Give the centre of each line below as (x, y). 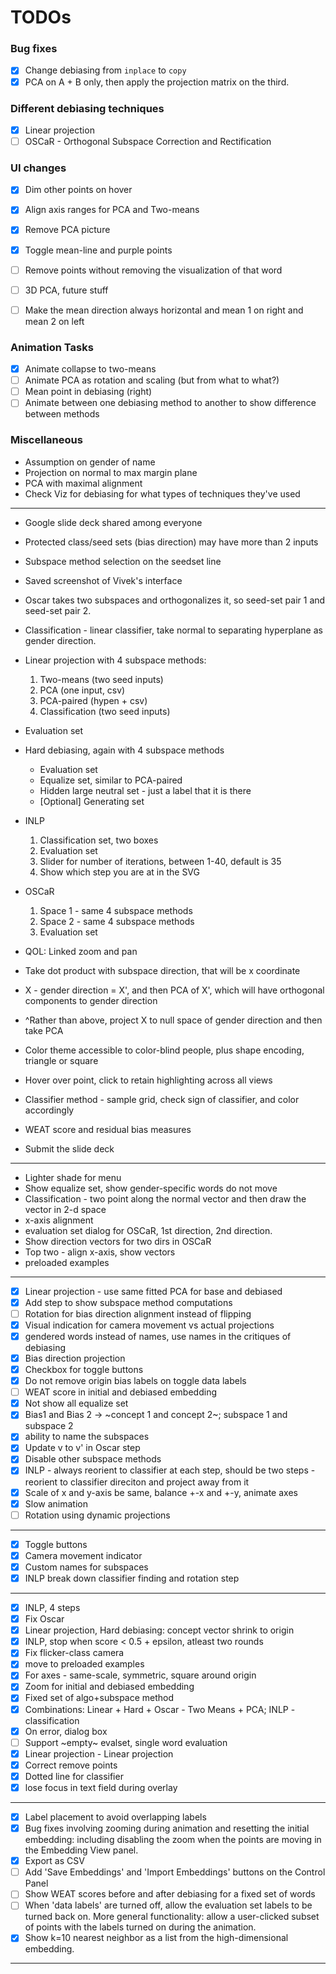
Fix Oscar (44, 1619)
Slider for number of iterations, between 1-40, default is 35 (160, 861)
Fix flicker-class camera (74, 1653)
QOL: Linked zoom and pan (81, 951)
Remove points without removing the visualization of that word (153, 270)
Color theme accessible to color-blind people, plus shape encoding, (164, 1050)
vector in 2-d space (65, 1209)
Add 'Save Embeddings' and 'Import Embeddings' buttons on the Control (175, 1872)
